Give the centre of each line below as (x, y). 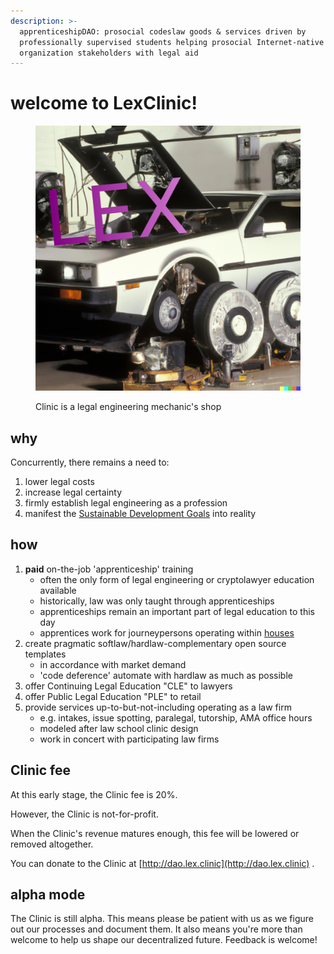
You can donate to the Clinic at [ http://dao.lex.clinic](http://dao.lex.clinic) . (162, 863)
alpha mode (48, 895)
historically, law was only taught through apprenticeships (157, 601)
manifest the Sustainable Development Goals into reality (140, 513)
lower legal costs (59, 481)
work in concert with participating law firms (129, 739)
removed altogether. (52, 844)
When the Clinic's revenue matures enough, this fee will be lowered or (155, 833)
